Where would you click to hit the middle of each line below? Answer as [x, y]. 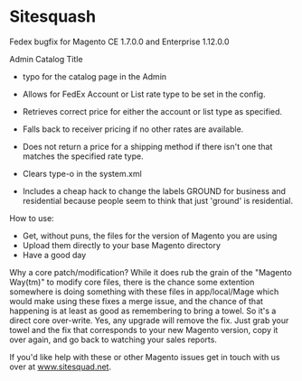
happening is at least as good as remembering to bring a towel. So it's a [143, 311]
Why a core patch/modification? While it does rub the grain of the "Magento [151, 272]
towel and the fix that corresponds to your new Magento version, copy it [144, 330]
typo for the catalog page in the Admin [94, 76]
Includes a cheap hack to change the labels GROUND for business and [154, 190]
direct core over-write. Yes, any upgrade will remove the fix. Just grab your [149, 320]
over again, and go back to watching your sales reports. [113, 339]
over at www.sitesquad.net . [60, 367]
